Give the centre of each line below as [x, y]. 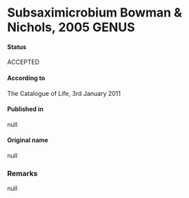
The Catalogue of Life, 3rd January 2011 [64, 93]
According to [26, 78]
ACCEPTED [23, 62]
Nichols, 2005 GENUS [71, 27]
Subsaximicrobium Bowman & [95, 13]
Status [17, 47]
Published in [25, 109]
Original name [28, 140]
